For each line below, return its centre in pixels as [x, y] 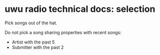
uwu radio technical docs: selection [80, 9]
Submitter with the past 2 [38, 47]
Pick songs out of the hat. [31, 23]
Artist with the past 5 [33, 42]
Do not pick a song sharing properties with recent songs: [63, 32]
